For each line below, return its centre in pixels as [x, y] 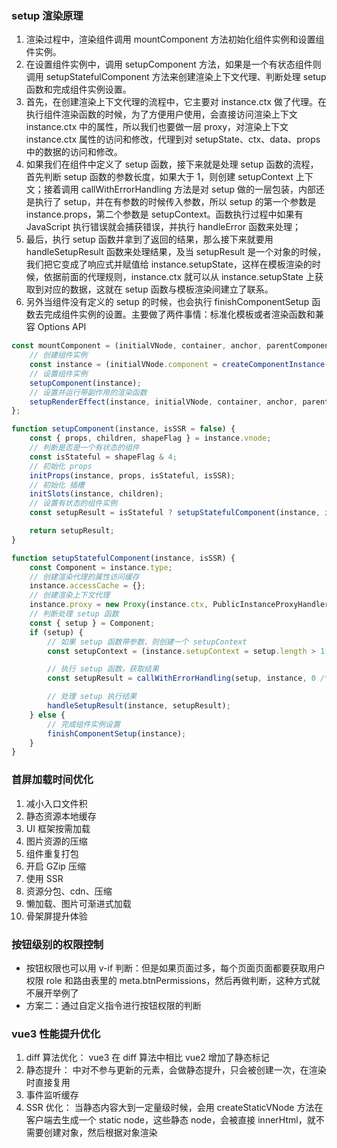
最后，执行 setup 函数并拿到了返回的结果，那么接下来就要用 [149, 239]
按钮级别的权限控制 [57, 944]
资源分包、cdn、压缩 [69, 891]
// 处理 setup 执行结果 [92, 697]
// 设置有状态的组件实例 [73, 503]
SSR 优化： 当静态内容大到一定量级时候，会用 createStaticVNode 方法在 [174, 1108]
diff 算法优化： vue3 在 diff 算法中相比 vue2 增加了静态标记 [147, 1058]
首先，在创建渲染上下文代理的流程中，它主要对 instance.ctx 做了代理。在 [176, 102]
